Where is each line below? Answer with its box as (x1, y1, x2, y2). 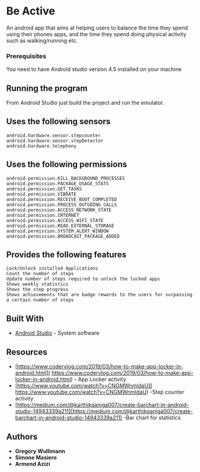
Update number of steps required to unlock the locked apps (6, 276, 161, 282)
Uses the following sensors (6, 116, 111, 127)
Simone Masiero (14, 453, 57, 461)
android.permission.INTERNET (6, 212, 80, 218)
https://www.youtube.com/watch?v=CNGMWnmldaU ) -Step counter (14, 388, 185, 396)
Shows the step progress (6, 287, 69, 293)
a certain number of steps (6, 297, 74, 303)
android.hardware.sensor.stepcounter (6, 132, 101, 138)
